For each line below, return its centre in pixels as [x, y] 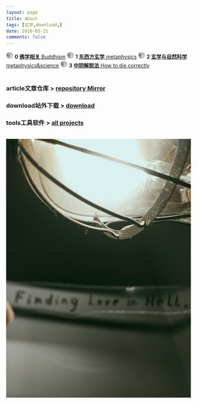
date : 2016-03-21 [27, 31]
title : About [22, 18]
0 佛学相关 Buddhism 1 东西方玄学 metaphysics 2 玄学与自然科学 [101, 57]
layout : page [22, 12]
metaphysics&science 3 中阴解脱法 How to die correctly [78, 66]
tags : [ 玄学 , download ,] [34, 25]
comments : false [26, 37]
